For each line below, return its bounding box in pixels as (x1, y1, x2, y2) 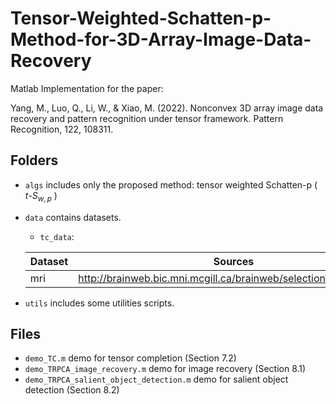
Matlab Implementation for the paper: (10, 82, 164, 94)
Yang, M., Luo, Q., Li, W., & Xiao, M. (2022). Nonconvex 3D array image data (10, 102, 324, 114)
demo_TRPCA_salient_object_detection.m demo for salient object (24, 373, 289, 386)
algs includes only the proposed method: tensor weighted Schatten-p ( (24, 178, 318, 191)
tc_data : (39, 230, 75, 242)
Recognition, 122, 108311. (10, 123, 114, 135)
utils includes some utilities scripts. (24, 297, 175, 309)
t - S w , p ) (24, 189, 58, 204)
